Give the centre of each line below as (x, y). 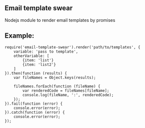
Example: (19, 36)
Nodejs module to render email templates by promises (60, 20)
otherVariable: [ (32, 56)
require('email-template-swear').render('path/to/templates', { (72, 47)
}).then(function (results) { (36, 73)
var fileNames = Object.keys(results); (55, 77)
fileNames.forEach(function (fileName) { (57, 86)
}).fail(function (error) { (34, 104)
